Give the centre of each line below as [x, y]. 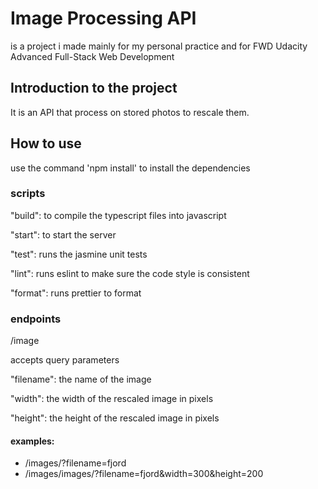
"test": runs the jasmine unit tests [79, 254]
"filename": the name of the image [81, 379]
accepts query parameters [65, 360]
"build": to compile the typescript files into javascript [118, 215]
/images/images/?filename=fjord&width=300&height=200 [144, 474]
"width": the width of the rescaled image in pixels [112, 399]
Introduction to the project [94, 88]
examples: [32, 441]
